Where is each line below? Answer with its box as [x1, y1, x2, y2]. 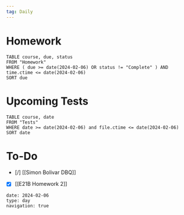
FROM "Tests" [6, 119, 39, 125]
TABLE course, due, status [6, 54, 73, 60]
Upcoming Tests [6, 94, 89, 107]
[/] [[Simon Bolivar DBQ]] [14, 169, 76, 176]
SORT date [6, 129, 31, 135]
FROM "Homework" [6, 59, 46, 65]
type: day [6, 197, 31, 204]
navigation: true [6, 203, 49, 208]
